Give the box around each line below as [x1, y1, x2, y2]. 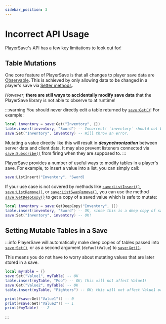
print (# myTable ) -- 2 [5, 305, 50, 311]
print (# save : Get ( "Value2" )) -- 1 [5, 301, 74, 306]
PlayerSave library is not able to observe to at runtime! [5, 97, 116, 104]
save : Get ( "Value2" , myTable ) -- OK [5, 283, 79, 288]
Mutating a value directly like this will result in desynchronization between [5, 140, 157, 145]
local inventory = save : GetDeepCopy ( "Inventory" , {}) [5, 203, 119, 209]
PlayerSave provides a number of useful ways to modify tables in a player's [5, 160, 159, 166]
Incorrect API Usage [5, 28, 89, 39]
